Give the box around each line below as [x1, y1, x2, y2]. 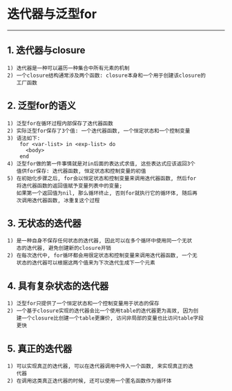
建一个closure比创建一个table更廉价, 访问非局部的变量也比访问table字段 [16, 315, 204, 322]
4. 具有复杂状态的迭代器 [7, 280, 109, 291]
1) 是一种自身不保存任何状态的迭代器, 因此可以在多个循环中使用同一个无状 [7, 237, 193, 244]
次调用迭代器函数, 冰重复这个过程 [16, 197, 100, 204]
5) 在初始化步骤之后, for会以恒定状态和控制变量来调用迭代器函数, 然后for [7, 174, 197, 182]
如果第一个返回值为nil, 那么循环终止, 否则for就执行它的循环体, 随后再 [16, 190, 198, 197]
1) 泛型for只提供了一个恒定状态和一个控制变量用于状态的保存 [7, 300, 160, 307]
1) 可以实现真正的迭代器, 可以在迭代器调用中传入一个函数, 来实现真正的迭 [7, 363, 193, 370]
